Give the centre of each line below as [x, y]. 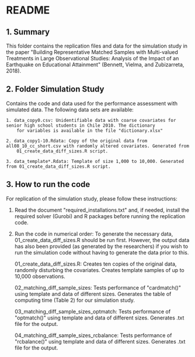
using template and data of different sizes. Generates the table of [93, 294]
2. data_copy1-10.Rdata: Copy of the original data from [77, 141]
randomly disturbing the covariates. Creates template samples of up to [100, 270]
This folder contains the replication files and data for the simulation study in [97, 46]
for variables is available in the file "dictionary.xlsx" [90, 130]
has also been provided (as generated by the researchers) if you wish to [101, 246]
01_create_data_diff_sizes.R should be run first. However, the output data [102, 240]
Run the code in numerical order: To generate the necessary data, [94, 234]
